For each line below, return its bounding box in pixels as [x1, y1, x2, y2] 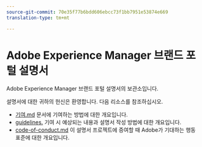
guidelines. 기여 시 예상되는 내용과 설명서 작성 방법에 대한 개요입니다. [15, 119, 182, 126]
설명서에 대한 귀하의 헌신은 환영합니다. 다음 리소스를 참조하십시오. [6, 98, 163, 105]
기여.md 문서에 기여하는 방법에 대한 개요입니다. [15, 111, 129, 118]
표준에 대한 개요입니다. [15, 134, 70, 141]
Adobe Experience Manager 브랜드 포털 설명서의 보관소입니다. [6, 85, 159, 92]
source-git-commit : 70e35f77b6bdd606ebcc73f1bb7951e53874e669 [6, 9, 168, 15]
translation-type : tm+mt [6, 15, 70, 21]
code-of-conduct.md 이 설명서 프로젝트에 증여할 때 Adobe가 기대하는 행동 [15, 126, 196, 134]
